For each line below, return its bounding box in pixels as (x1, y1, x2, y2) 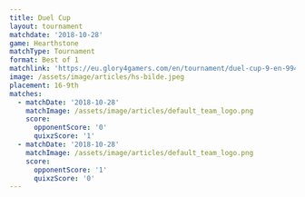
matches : (9, 89, 43, 98)
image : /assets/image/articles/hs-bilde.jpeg (9, 73, 184, 82)
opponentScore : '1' (33, 165, 107, 174)
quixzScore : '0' (33, 173, 95, 182)
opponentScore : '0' (33, 123, 107, 133)
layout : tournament (9, 22, 84, 31)
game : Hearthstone (9, 38, 79, 48)
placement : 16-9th (9, 81, 79, 90)
